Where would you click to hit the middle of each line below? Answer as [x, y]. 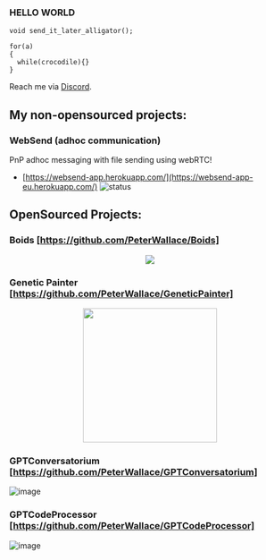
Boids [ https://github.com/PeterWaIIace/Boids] [114, 241]
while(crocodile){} [54, 63]
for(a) [21, 47]
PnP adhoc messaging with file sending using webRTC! [111, 159]
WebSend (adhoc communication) [85, 140]
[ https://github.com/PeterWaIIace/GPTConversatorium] [133, 471]
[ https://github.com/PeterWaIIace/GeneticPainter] [121, 293]
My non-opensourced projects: [98, 115]
